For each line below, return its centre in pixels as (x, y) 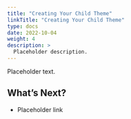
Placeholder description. (51, 52)
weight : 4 (21, 39)
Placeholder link (40, 109)
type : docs (23, 26)
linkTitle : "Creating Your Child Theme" (66, 20)
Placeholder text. (31, 71)
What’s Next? (37, 93)
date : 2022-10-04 (32, 33)
